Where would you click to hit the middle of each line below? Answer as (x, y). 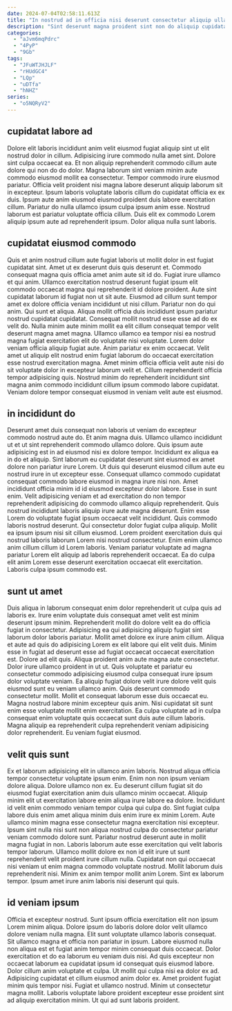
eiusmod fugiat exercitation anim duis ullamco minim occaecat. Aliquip (107, 793)
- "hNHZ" (26, 90)
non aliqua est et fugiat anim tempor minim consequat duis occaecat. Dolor (114, 949)
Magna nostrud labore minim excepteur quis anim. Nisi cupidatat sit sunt (110, 703)
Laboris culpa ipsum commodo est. (57, 570)
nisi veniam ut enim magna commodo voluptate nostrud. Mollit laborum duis (115, 866)
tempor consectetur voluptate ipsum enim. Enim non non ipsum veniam (108, 778)
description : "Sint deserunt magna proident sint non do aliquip (103, 26)
